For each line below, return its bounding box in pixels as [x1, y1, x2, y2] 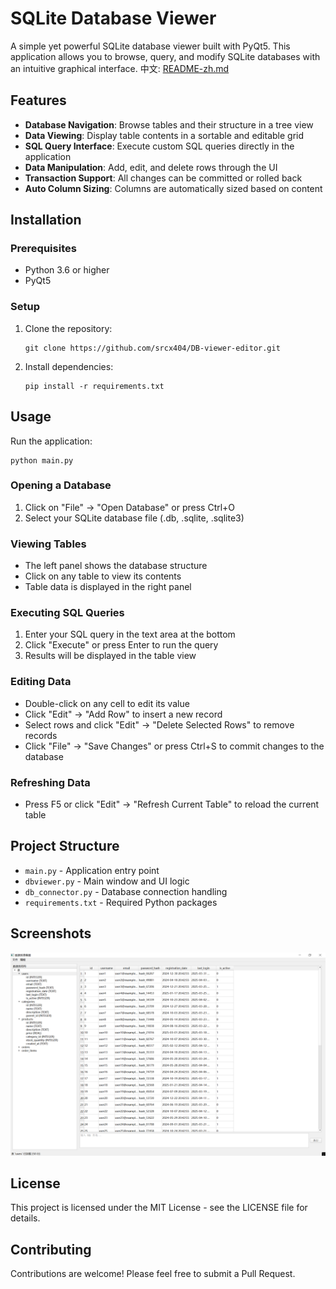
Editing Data [10, 675, 72, 689]
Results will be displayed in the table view [24, 650, 197, 662]
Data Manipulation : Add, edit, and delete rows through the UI [24, 161, 278, 173]
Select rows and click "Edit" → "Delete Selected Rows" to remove [24, 718, 295, 731]
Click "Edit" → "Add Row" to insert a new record [24, 708, 223, 720]
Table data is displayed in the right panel [24, 581, 192, 593]
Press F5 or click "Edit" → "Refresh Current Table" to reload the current [24, 798, 320, 811]
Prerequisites [10, 242, 77, 256]
